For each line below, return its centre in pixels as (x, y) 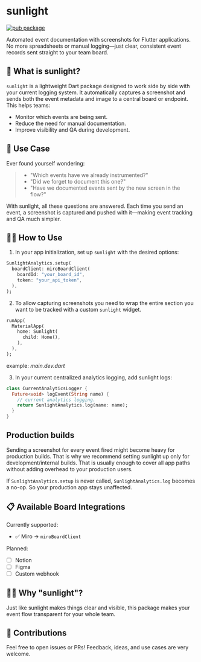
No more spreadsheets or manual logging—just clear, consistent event (94, 46)
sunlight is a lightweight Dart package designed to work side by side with (98, 86)
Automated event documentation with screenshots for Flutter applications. (99, 39)
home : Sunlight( (38, 332)
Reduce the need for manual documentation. (71, 123)
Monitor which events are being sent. (61, 117)
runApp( (16, 320)
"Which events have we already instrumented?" (89, 175)
